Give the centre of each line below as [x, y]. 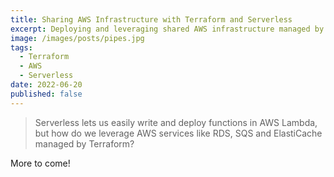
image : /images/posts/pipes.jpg [77, 38]
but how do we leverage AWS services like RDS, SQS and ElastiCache [178, 133]
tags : [21, 47]
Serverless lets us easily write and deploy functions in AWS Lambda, [176, 122]
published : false [46, 94]
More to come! [40, 163]
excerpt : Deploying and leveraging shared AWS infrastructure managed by [167, 29]
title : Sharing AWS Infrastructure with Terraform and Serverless [151, 19]
